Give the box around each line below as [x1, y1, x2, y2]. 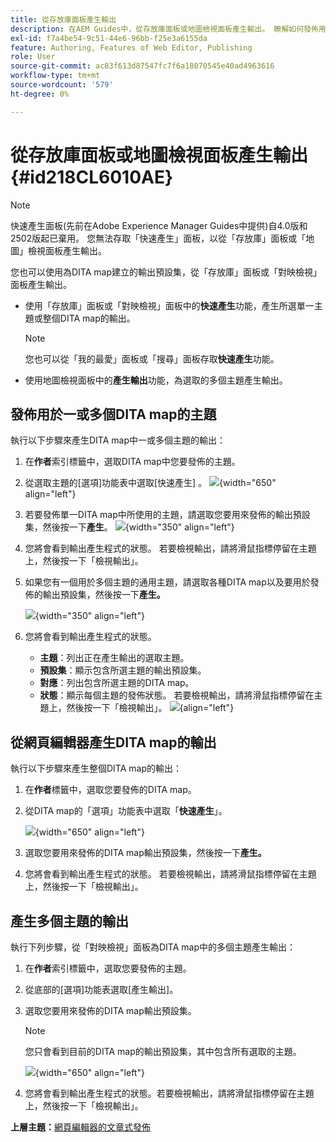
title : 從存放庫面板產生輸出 [10, 14, 117, 25]
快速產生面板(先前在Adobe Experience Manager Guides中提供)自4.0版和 [10, 219, 308, 231]
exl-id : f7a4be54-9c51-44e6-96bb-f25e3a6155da [10, 33, 208, 43]
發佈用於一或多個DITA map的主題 [10, 406, 217, 423]
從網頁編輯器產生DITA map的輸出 [10, 734, 217, 751]
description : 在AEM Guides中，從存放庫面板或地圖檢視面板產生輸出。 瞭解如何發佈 [10, 24, 319, 34]
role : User [10, 52, 56, 62]
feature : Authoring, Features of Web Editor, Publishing [10, 42, 253, 53]
